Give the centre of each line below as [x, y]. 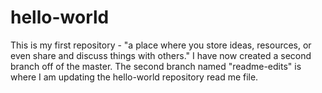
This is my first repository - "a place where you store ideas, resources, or [161, 45]
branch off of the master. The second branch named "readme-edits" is [156, 66]
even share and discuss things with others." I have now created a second [161, 55]
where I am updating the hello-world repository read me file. [134, 77]
